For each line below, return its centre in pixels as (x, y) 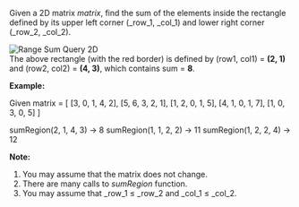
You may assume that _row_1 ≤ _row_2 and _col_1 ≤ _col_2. (129, 193)
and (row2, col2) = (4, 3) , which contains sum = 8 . (102, 68)
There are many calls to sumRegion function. (105, 184)
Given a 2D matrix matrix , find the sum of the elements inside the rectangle (148, 13)
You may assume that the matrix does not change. (115, 174)
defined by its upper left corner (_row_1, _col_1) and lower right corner (137, 22)
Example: (27, 86)
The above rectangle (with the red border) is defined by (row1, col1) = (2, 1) (148, 59)
